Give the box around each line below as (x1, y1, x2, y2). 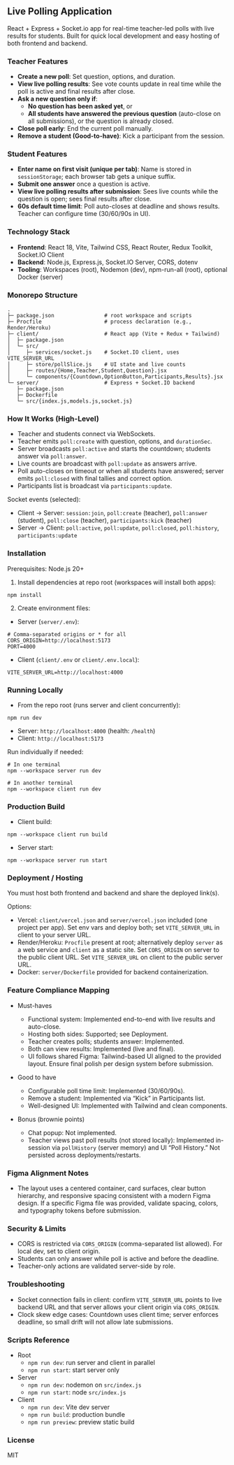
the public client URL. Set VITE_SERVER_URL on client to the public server (17, 953, 224, 962)
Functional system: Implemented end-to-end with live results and (27, 1015, 215, 1023)
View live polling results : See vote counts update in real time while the (17, 80, 221, 88)
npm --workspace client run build (7, 831, 108, 838)
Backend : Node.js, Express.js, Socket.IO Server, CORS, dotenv (17, 258, 198, 266)
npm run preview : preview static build (27, 1417, 135, 1426)
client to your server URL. (17, 931, 92, 939)
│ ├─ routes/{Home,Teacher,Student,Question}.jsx (7, 367, 168, 374)
